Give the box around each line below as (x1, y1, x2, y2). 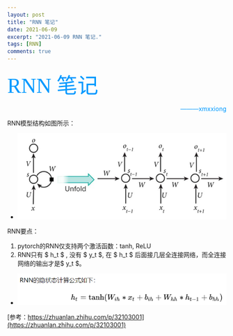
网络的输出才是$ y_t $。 (17, 259, 86, 268)
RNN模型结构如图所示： (7, 119, 76, 127)
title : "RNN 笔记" (7, 18, 58, 26)
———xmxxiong (180, 105, 227, 113)
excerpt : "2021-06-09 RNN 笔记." (7, 33, 102, 40)
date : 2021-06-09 (7, 26, 58, 33)
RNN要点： (7, 227, 40, 235)
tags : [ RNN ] (7, 40, 42, 48)
